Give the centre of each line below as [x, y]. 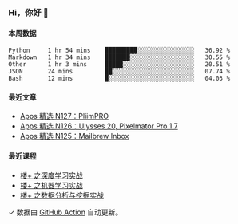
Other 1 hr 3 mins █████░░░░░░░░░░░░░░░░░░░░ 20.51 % [119, 65]
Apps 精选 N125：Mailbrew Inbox [74, 136]
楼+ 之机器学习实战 [51, 185]
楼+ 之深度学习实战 [51, 175]
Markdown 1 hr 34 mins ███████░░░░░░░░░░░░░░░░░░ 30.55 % [119, 57]
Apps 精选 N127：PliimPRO [64, 116]
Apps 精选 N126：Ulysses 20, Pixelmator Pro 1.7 [99, 126]
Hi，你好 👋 [29, 12]
